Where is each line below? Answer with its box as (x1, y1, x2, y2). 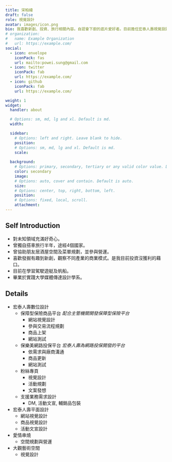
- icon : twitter (10, 65, 45, 70)
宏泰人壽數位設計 (12, 303, 49, 310)
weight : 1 (5, 98, 27, 103)
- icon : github (10, 79, 42, 84)
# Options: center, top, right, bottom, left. (14, 188, 116, 193)
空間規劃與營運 (20, 438, 52, 445)
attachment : (14, 202, 40, 208)
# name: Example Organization (5, 36, 74, 42)
